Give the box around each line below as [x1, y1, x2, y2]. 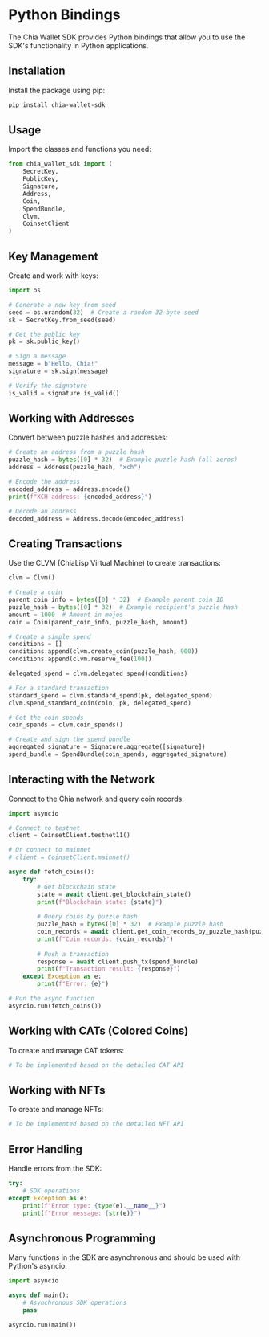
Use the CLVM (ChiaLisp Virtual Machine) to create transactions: [8, 558, 222, 568]
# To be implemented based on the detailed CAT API [8, 1061, 184, 1069]
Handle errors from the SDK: [8, 1163, 102, 1173]
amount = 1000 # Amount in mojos [8, 611, 124, 619]
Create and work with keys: [8, 271, 98, 280]
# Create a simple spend [8, 632, 91, 640]
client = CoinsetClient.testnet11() [8, 832, 130, 840]
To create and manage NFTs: [8, 1105, 104, 1114]
